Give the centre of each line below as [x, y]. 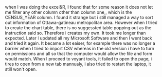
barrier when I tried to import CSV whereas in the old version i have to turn [80, 48]
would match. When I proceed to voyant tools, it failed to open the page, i [79, 59]
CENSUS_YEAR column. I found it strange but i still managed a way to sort [79, 17]
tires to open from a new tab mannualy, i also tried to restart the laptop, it [78, 64]
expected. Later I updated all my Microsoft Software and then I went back [79, 38]
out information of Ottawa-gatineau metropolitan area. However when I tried [81, 22]
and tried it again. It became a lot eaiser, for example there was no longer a [80, 43]
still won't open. [21, 69]
